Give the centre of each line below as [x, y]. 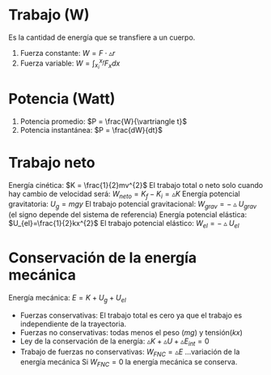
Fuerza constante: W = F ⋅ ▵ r [68, 53]
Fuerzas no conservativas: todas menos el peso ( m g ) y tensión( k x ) [131, 332]
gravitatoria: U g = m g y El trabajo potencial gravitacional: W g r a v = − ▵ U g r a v [133, 205]
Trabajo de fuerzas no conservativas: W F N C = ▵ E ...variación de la [130, 352]
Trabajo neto [52, 162]
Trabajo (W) [49, 15]
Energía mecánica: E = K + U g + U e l [68, 298]
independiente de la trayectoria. [73, 324]
